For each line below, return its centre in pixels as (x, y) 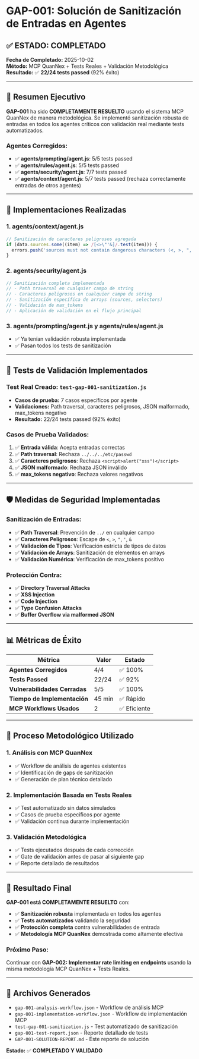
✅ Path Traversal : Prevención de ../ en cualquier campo (85, 532)
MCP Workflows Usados (44, 708)
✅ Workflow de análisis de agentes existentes (70, 766)
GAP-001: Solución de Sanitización (94, 11)
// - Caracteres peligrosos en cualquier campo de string (79, 294)
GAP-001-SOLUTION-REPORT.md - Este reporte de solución (82, 1039)
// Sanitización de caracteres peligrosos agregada (71, 239)
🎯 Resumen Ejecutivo (46, 97)
